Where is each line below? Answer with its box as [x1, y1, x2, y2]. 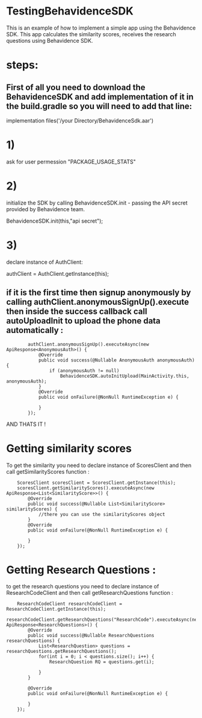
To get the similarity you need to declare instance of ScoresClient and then [6, 462, 192, 469]
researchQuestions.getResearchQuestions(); [6, 649, 117, 655]
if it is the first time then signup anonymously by [6, 288, 191, 298]
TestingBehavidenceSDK [6, 4, 134, 18]
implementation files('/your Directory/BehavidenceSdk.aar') [6, 116, 154, 124]
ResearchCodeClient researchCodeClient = [17, 601, 122, 607]
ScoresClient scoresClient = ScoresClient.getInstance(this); [17, 480, 176, 486]
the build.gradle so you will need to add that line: [6, 101, 192, 111]
